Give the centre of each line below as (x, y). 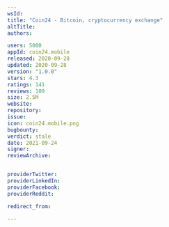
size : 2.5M (23, 97)
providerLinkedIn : (34, 181)
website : (20, 104)
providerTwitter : (32, 175)
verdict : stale (29, 136)
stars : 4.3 (23, 78)
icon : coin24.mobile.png (43, 123)
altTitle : (22, 26)
